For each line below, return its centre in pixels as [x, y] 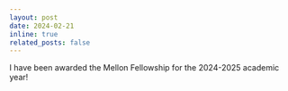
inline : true [34, 34]
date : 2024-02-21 [42, 26]
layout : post [34, 17]
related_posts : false [50, 42]
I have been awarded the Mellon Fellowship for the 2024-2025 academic [144, 68]
